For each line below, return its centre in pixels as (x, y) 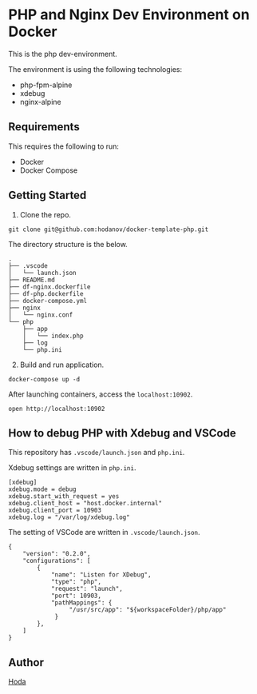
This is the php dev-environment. (63, 54)
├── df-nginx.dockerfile (49, 287)
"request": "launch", (87, 589)
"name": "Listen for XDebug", (101, 575)
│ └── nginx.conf (41, 315)
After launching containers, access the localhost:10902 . (101, 394)
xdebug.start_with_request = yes (64, 497)
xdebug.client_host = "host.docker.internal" (85, 504)
